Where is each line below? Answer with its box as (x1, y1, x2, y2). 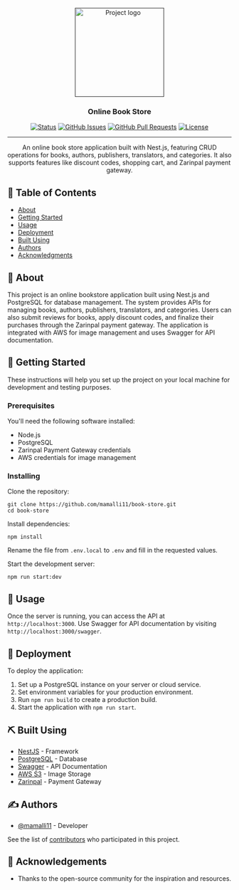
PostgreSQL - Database (17, 754, 87, 763)
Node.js (17, 431, 41, 439)
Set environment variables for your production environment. (17, 688, 193, 696)
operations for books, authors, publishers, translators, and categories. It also (7, 151, 232, 159)
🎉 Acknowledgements (7, 855, 107, 867)
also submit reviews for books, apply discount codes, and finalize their (7, 313, 215, 321)
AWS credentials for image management (17, 454, 137, 462)
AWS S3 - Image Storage (17, 770, 91, 778)
